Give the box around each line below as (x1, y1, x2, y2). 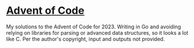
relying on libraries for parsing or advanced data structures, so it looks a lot (6, 29, 189, 36)
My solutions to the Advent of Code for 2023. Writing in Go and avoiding (6, 23, 181, 30)
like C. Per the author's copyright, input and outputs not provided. (6, 35, 165, 42)
